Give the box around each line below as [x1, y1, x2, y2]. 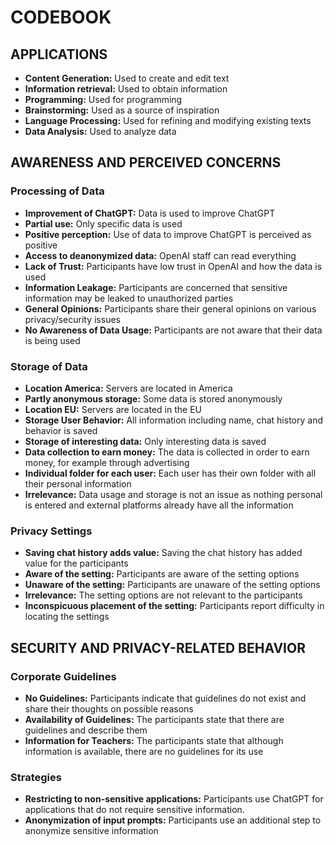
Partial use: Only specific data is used [24, 217, 183, 230]
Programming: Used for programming [24, 94, 183, 105]
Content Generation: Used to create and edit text [24, 72, 230, 84]
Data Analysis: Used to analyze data [24, 126, 177, 137]
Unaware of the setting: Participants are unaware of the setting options [24, 579, 321, 591]
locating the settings [24, 611, 110, 623]
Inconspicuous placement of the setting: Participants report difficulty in [24, 600, 325, 612]
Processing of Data [10, 184, 105, 198]
